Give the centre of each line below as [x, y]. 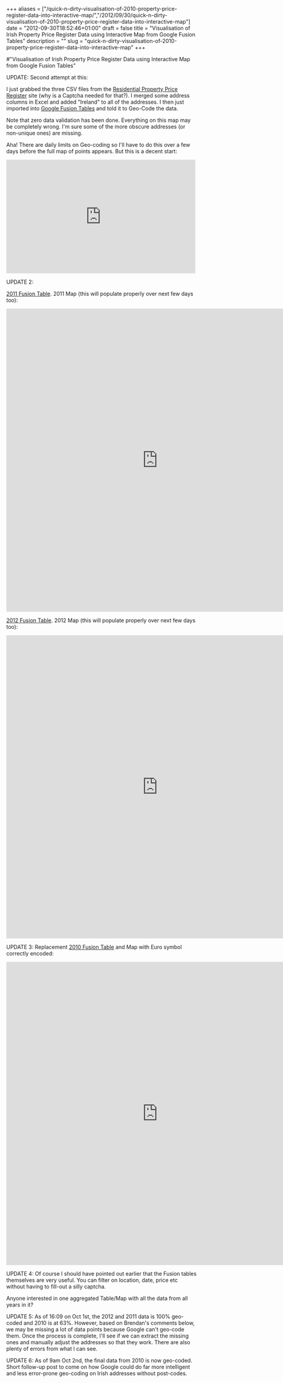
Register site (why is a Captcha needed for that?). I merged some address [98, 95]
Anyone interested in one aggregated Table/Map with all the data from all [97, 1298]
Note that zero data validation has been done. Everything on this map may [99, 120]
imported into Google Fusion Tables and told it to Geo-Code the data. [92, 108]
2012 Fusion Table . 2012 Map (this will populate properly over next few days [101, 620]
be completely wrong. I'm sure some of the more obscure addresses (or [96, 126]
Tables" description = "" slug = [45, 41]
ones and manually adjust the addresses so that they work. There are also [98, 1342]
